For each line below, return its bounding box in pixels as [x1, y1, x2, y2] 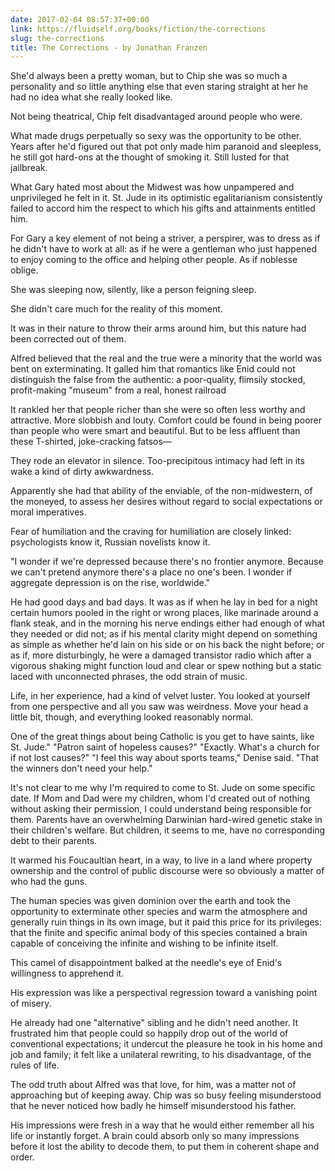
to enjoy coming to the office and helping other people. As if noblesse [10, 254, 298, 266]
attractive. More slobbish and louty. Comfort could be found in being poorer [10, 414, 323, 426]
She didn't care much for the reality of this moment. [10, 303, 223, 315]
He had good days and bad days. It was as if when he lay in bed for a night [10, 596, 318, 608]
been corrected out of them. [10, 333, 127, 345]
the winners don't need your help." [10, 762, 153, 775]
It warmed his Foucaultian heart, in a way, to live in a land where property [10, 854, 313, 866]
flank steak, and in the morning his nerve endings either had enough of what [10, 617, 326, 630]
